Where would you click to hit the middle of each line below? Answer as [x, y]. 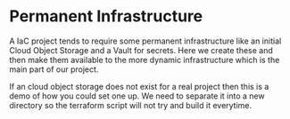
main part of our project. [54, 69]
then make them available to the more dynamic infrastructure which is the [145, 59]
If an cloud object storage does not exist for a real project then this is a [139, 86]
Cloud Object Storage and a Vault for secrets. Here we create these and [141, 50]
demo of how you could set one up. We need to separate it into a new [137, 96]
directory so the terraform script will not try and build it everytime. [131, 105]
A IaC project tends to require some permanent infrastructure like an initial [145, 41]
